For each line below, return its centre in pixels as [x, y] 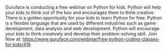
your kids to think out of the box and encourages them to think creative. [80, 12]
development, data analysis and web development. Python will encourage [82, 28]
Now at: [13, 39]
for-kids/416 [18, 44]
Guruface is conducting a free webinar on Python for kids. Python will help [83, 7]
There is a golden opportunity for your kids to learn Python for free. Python [84, 18]
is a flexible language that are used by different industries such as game [80, 23]
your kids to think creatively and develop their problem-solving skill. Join [81, 34]
